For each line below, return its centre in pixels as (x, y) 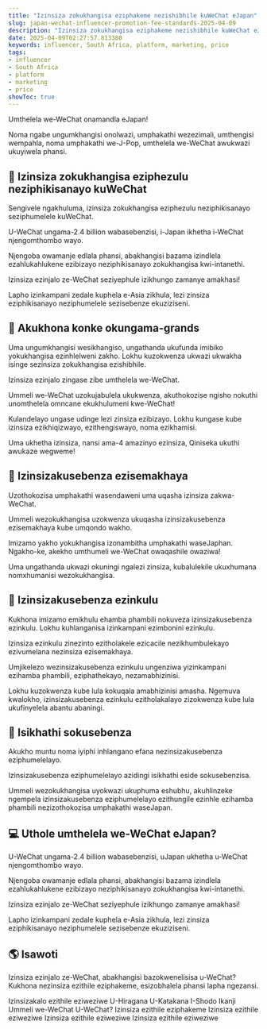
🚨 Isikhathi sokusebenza (70, 732)
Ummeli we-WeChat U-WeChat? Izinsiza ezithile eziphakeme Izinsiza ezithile (133, 1009)
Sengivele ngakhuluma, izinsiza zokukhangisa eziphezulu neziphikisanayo (129, 208)
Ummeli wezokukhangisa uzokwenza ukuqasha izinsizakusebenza (117, 519)
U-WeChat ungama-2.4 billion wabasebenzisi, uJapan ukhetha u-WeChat (128, 857)
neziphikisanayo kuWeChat (77, 189)
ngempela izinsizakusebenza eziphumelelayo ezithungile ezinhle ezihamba (131, 800)
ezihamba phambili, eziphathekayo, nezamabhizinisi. (94, 675)
